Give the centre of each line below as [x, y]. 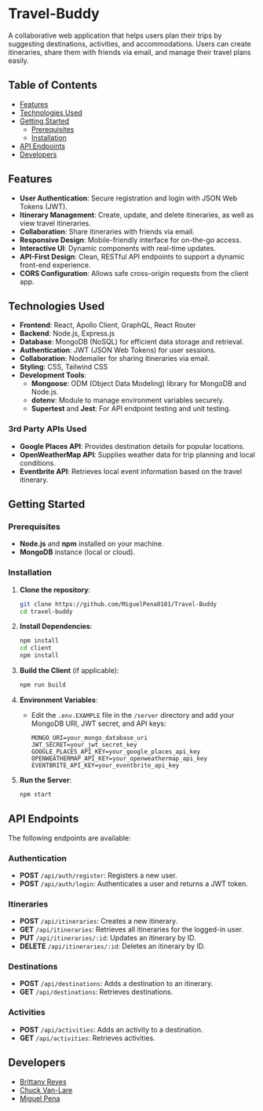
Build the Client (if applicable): [69, 671]
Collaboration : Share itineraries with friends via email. [107, 231]
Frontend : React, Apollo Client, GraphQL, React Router [108, 325]
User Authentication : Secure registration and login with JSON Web [128, 198]
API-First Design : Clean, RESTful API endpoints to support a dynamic [132, 256]
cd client [36, 648]
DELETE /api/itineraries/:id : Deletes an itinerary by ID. [112, 946]
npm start [36, 794]
